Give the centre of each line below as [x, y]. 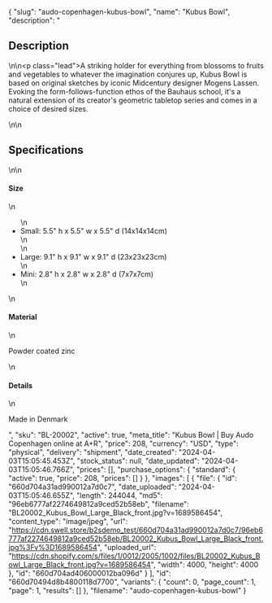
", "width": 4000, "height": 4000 [205, 565]
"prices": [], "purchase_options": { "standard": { [156, 470]
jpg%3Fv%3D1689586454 [53, 548]
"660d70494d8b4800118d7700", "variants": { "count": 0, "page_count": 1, [132, 582]
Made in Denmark [38, 419]
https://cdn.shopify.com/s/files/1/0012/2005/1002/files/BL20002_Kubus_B [136, 556]
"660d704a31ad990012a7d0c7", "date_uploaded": [93, 487]
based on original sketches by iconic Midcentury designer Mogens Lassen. [134, 83]
